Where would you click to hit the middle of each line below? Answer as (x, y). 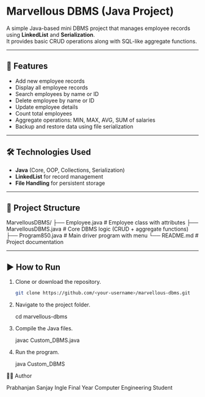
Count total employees (43, 113)
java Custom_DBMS (40, 364)
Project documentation (35, 242)
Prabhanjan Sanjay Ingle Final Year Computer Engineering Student (89, 388)
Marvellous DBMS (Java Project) (90, 11)
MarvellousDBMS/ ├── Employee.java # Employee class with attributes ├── (102, 223)
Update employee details (46, 107)
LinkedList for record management (59, 176)
